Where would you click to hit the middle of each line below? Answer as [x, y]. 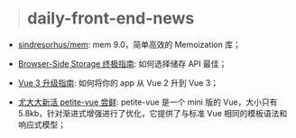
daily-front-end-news [111, 18]
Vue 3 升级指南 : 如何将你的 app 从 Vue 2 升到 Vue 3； [118, 83]
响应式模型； [42, 124]
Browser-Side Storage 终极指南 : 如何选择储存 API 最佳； [122, 63]
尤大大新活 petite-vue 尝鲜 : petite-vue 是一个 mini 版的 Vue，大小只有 [148, 102]
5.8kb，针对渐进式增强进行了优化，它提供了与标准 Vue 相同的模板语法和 [153, 113]
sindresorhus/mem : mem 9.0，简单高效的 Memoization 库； [129, 44]
